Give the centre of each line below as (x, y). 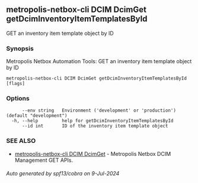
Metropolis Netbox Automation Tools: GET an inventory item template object (99, 61)
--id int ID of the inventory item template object (95, 126)
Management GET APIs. (44, 160)
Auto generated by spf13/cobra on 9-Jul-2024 (63, 174)
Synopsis (20, 48)
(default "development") (37, 116)
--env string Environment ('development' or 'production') (99, 111)
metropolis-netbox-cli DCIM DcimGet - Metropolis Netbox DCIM (93, 153)
